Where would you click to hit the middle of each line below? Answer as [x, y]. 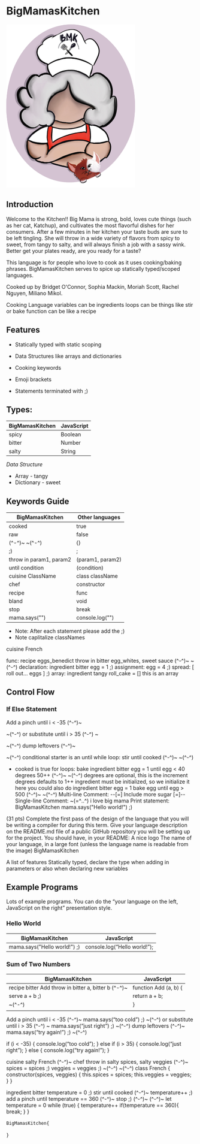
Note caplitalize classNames [50, 637]
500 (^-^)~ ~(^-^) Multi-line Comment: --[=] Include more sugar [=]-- [100, 794]
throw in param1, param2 [40, 559]
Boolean [71, 434]
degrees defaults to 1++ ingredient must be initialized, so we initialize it [102, 781]
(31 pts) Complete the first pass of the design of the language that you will [98, 819]
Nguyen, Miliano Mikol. [34, 293]
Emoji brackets [33, 379]
